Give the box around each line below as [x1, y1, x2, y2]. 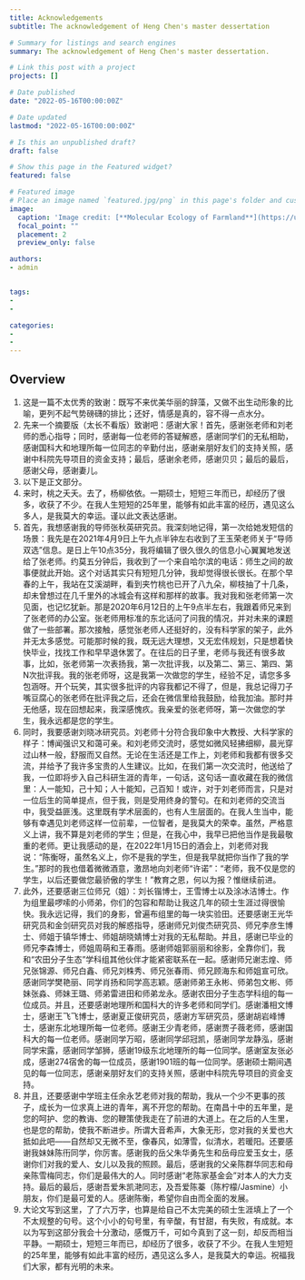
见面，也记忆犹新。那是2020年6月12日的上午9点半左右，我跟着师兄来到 [22, 601, 292, 612]
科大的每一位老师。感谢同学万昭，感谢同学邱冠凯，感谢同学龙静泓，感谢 [22, 1033, 293, 1044]
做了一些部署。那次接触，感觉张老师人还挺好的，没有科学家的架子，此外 [22, 624, 293, 635]
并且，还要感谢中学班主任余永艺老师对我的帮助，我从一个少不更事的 [22, 1090, 278, 1101]
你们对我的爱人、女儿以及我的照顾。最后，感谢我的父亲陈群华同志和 [30, 1158, 286, 1169]
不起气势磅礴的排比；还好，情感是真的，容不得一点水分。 [54, 408, 270, 418]
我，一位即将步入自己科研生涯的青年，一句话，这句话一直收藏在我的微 [22, 771, 286, 782]
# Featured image [9, 187, 75, 197]
